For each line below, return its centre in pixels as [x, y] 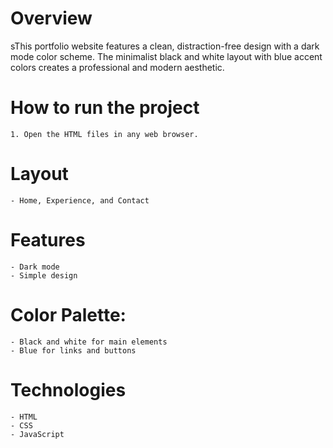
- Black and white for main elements [89, 342]
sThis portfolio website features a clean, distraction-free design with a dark [165, 46]
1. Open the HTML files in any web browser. [104, 134]
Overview [51, 18]
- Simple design [44, 275]
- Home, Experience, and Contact [80, 200]
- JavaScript [37, 434]
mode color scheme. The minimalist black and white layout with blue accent [166, 56]
